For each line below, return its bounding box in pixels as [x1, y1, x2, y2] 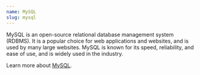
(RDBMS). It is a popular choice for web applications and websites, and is [6, 37, 189, 44]
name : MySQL [6, 8, 36, 15]
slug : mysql [6, 14, 36, 20]
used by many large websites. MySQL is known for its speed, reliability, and [6, 43, 195, 51]
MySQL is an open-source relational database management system [6, 31, 174, 38]
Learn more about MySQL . [6, 61, 73, 69]
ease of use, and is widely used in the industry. [6, 50, 124, 57]
